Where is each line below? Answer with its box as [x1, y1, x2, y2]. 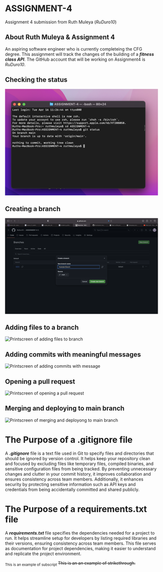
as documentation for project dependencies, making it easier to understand [5, 545, 156, 551]
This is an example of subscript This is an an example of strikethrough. [5, 560, 136, 567]
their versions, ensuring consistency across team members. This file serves [5, 540, 156, 546]
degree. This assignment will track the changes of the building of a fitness [5, 51, 154, 57]
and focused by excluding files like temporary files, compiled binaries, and [5, 461, 154, 466]
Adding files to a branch [5, 323, 79, 332]
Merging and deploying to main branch [5, 404, 125, 412]
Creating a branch [5, 205, 61, 213]
